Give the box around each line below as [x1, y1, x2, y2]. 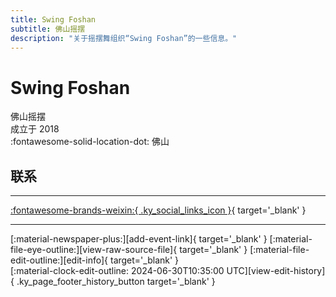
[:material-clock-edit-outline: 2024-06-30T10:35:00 [10, 265, 225, 277]
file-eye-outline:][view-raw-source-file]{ [10, 244, 178, 256]
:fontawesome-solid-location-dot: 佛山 [10, 136, 170, 148]
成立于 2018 [10, 123, 60, 135]
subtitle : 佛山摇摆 [10, 24, 86, 34]
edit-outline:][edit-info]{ [10, 254, 109, 266]
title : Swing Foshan [10, 14, 97, 25]
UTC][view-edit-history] [226, 265, 326, 277]
